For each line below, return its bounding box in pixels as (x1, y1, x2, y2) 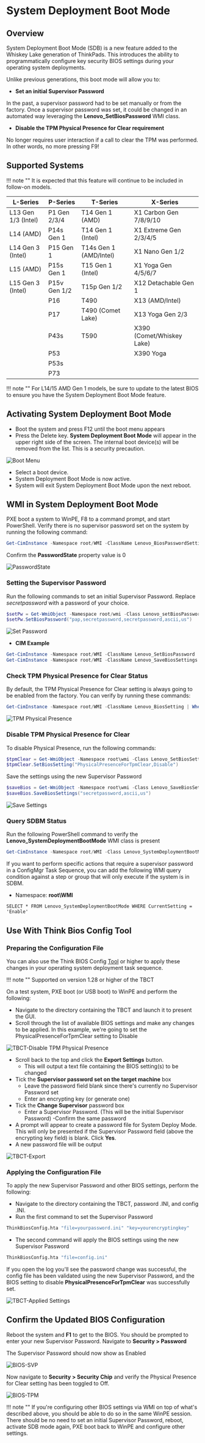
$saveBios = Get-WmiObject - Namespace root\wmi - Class (6, 785, 149, 791)
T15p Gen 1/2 (81, 282, 123, 291)
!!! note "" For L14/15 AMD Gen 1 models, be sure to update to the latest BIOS (6, 384, 199, 392)
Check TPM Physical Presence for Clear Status (6, 672, 148, 680)
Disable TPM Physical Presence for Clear (6, 730, 130, 739)
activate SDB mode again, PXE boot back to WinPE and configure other (6, 1423, 185, 1430)
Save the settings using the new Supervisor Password (6, 773, 142, 780)
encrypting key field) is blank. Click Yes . (15, 1134, 117, 1142)
